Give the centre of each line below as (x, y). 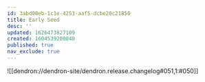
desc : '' (20, 26)
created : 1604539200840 (41, 39)
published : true (30, 45)
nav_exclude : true (33, 52)
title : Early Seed (33, 20)
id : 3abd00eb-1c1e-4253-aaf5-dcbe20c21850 (69, 13)
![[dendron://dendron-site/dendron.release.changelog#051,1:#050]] (103, 71)
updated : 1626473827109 (41, 32)
